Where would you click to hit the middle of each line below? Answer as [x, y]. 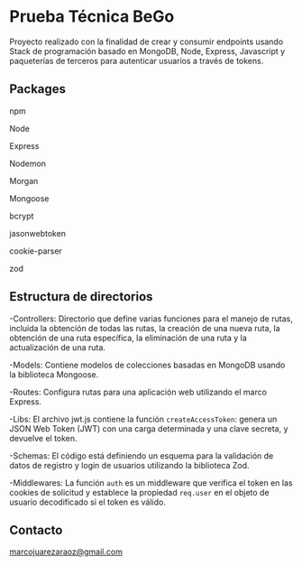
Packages [37, 89]
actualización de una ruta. [58, 347]
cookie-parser [36, 251]
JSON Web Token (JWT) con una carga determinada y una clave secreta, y [149, 428]
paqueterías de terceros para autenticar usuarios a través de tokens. [137, 60]
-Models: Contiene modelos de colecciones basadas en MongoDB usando [147, 365]
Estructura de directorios [81, 297]
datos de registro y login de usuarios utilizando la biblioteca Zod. [129, 465]
